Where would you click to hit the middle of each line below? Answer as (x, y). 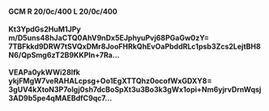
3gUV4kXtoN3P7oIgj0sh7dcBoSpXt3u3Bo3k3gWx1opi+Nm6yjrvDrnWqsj (135, 90)
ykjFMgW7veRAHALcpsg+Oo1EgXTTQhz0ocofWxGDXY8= (110, 81)
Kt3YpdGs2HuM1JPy (45, 29)
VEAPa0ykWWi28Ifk (45, 72)
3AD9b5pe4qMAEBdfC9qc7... (60, 98)
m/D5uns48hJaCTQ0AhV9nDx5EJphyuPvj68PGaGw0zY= (109, 38)
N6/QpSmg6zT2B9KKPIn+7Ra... (64, 55)
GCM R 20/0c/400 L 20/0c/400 (63, 11)
